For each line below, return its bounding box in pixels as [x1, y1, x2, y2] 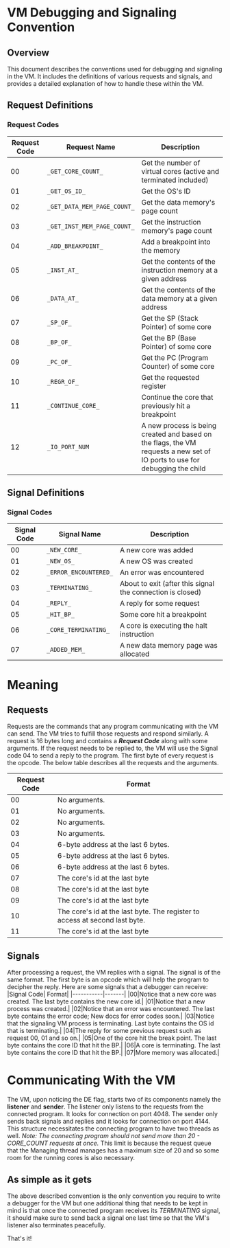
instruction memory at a [141, 265, 218, 275]
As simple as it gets [7, 1173, 92, 1185]
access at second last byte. [57, 916, 146, 925]
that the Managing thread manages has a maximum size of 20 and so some [7, 1146, 220, 1155]
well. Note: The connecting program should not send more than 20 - [7, 1132, 201, 1140]
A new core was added [119, 545, 194, 555]
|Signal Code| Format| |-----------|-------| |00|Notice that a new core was [7, 990, 217, 999]
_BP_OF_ [47, 338, 72, 346]
